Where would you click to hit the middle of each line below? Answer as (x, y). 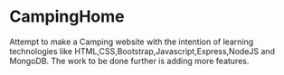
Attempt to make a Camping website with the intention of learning (132, 42)
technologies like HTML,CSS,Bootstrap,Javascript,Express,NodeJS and (142, 51)
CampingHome (67, 17)
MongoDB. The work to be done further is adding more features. (129, 61)
